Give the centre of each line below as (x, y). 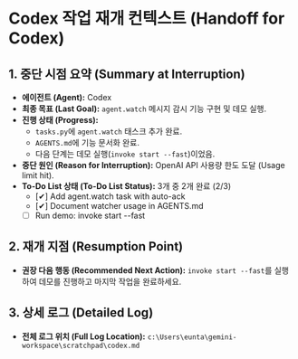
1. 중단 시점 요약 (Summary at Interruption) (127, 74)
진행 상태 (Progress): (60, 120)
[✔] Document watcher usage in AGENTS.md (120, 206)
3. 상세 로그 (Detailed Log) (81, 313)
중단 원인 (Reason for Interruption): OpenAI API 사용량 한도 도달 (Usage (154, 165)
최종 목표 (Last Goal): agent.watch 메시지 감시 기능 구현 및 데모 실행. (144, 109)
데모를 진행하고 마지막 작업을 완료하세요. (110, 281)
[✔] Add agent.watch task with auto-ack (110, 196)
